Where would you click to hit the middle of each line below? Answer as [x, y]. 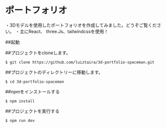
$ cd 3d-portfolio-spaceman [35, 82]
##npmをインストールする [33, 91]
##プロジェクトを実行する [32, 111]
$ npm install [20, 101]
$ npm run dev [20, 120]
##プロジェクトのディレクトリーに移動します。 [54, 72]
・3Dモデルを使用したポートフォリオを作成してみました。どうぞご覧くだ [81, 25]
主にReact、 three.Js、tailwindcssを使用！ [64, 31]
